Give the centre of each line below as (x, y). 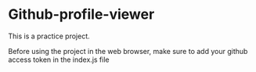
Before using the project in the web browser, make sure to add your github (128, 51)
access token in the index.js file (59, 59)
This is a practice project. (49, 36)
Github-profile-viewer (81, 14)
